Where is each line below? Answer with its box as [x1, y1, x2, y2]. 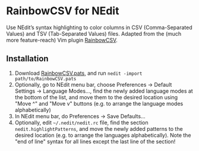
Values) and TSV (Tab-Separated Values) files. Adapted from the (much [6, 30, 182, 37]
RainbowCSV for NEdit [6, 4, 119, 18]
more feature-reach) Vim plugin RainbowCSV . [6, 36, 118, 43]
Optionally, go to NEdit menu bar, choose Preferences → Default [14, 81, 172, 88]
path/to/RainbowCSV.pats [14, 75, 77, 81]
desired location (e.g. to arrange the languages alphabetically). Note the [14, 131, 191, 139]
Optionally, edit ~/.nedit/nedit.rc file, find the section [14, 119, 149, 126]
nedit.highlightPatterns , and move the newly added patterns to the [14, 125, 183, 132]
